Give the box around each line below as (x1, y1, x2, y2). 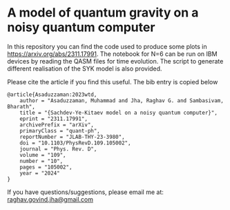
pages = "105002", (19, 164, 73, 171)
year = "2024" (19, 169, 60, 177)
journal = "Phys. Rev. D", (19, 145, 97, 153)
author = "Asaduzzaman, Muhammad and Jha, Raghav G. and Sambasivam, (19, 97, 224, 104)
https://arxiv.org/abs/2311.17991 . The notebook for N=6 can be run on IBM (7, 50, 218, 58)
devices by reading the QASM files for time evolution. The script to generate (7, 57, 224, 65)
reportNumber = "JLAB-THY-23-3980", (19, 133, 126, 140)
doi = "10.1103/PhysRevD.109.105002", (19, 140, 131, 146)
